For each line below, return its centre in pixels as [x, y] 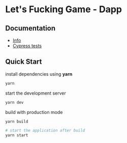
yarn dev [14, 102]
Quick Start [24, 62]
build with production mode [34, 112]
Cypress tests [27, 46]
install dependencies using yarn [39, 74]
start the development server [36, 93]
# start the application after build [45, 131]
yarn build [17, 121]
